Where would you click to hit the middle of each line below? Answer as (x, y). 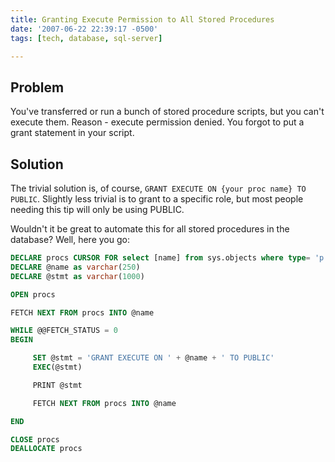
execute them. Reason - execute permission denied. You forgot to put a (157, 122)
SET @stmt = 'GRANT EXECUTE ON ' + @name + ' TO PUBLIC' (153, 358)
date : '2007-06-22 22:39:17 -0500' (84, 29)
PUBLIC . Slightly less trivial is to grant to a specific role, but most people (157, 199)
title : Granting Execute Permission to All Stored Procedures (142, 19)
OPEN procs (33, 294)
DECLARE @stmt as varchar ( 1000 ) (77, 276)
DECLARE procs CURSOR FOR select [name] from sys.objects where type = (160, 258)
